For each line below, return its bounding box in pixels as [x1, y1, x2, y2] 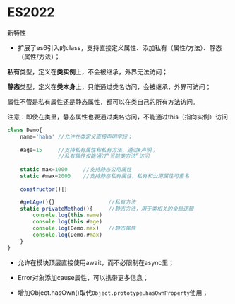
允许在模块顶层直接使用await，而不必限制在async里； [17, 258, 175, 267]
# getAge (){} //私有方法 [20, 199, 136, 206]
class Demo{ [7, 127, 42, 134]
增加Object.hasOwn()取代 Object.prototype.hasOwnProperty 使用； [17, 288, 209, 297]
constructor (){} [20, 185, 68, 193]
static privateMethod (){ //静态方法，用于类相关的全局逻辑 [20, 205, 194, 212]
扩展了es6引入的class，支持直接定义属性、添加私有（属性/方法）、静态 [17, 43, 222, 52]
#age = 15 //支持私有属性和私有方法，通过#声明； [20, 146, 157, 153]
